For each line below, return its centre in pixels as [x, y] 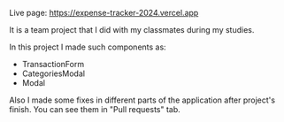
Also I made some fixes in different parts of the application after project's [142, 100]
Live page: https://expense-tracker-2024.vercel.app [104, 13]
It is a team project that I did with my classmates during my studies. [132, 30]
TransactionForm [53, 64]
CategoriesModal [54, 73]
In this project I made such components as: [88, 47]
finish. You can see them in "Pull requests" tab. [95, 109]
